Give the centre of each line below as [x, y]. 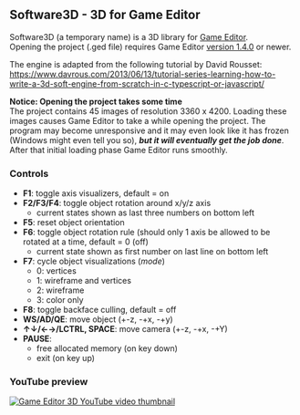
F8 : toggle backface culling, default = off [99, 310]
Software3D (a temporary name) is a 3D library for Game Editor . [129, 36]
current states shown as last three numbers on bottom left [145, 213]
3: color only [60, 300]
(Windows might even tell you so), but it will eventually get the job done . [147, 140]
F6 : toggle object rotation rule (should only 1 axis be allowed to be [146, 233]
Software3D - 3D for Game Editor [105, 15]
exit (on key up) [66, 358]
